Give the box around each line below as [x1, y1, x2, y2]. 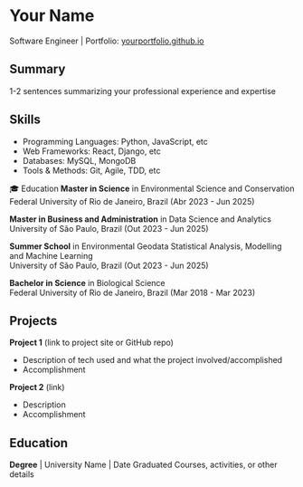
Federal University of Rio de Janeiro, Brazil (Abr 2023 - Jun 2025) [9, 196, 255, 206]
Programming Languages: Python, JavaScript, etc [22, 136, 208, 147]
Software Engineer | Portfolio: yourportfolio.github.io [9, 35, 205, 46]
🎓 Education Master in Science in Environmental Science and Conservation [9, 183, 295, 194]
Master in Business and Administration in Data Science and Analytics [9, 214, 271, 224]
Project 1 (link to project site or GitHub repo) [9, 337, 175, 349]
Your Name [9, 5, 95, 26]
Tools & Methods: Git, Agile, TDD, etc [22, 165, 161, 176]
